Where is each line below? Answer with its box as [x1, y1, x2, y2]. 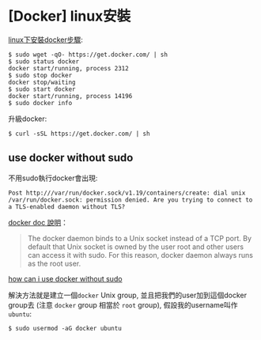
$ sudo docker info [8, 99, 73, 107]
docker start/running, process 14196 [8, 92, 133, 100]
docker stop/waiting [8, 78, 77, 86]
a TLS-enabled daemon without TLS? [8, 202, 126, 210]
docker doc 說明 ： [8, 217, 69, 227]
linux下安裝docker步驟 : [8, 35, 83, 44]
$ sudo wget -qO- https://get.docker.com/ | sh [8, 51, 168, 59]
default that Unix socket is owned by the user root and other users [27, 242, 244, 251]
